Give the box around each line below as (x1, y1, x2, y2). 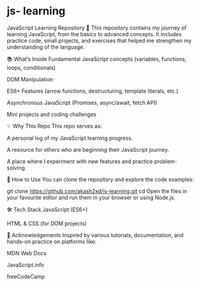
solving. (7, 164, 26, 171)
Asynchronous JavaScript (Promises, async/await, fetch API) (7, 99, 158, 106)
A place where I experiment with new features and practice (7, 158, 153, 165)
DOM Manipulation (7, 75, 53, 82)
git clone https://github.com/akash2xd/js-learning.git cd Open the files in (7, 187, 187, 194)
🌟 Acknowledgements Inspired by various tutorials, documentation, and (7, 231, 184, 238)
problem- (154, 158, 178, 165)
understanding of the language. (7, 43, 85, 51)
